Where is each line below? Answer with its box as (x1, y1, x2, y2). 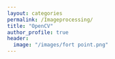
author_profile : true (7, 28, 69, 36)
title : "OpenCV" (7, 22, 53, 29)
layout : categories (7, 9, 63, 17)
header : (7, 35, 29, 42)
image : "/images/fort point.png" (13, 41, 109, 48)
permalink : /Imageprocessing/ (7, 16, 94, 23)
